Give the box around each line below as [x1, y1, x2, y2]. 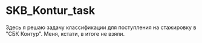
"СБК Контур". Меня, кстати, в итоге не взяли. [5, 30, 125, 37]
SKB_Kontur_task [5, 4, 95, 18]
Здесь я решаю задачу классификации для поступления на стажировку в [5, 24, 197, 31]
